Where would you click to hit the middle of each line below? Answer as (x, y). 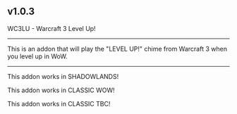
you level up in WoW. (38, 56)
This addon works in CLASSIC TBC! (59, 103)
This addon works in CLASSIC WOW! (61, 90)
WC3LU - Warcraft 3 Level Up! (52, 28)
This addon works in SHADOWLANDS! (63, 76)
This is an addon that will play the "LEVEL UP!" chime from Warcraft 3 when (117, 49)
